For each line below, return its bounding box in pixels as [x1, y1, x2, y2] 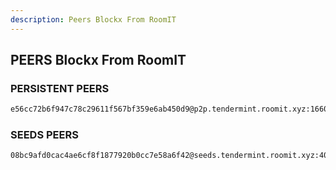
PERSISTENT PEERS [10, 81, 110, 95]
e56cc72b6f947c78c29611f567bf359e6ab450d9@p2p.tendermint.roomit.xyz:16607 [10, 104, 333, 115]
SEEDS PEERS [10, 128, 79, 142]
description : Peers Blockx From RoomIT [10, 14, 177, 25]
